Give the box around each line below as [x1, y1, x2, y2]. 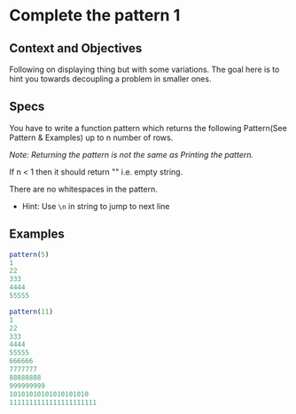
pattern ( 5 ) [9, 250, 50, 259]
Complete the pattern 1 [9, 5, 181, 26]
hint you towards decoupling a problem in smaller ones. [9, 74, 212, 84]
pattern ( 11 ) [9, 307, 53, 316]
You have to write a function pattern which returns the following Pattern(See [9, 122, 288, 133]
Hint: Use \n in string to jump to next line [21, 200, 170, 211]
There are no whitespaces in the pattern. [9, 184, 158, 194]
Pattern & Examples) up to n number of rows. [9, 132, 174, 143]
